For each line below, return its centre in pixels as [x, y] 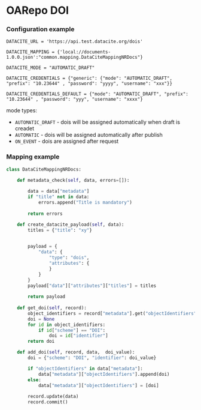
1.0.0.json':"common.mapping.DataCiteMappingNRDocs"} [75, 58]
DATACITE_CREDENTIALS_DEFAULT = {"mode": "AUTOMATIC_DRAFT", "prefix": [97, 94]
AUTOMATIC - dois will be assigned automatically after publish [89, 135]
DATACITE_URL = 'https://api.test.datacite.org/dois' [75, 42]
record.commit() [48, 402]
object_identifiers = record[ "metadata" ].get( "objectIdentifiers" [112, 313]
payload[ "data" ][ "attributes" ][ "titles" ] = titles [92, 286]
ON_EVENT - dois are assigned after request [67, 141]
